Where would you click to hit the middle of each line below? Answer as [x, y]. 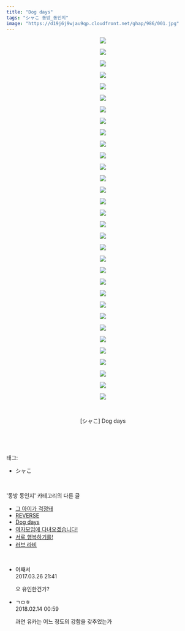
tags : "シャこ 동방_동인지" [37, 18]
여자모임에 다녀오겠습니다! [47, 529]
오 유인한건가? [32, 589]
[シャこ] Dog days [103, 421]
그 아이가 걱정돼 [34, 508]
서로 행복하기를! [34, 537]
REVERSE [27, 516]
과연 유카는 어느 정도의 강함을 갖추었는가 [63, 622]
